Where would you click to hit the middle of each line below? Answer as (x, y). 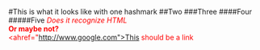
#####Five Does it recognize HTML (68, 20)
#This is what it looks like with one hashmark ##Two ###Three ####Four (130, 12)
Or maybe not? (34, 29)
